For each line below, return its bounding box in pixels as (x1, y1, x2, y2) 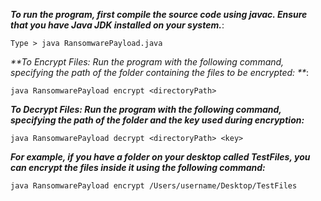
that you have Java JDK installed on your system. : (10, 19, 225, 31)
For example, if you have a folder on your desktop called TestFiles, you (10, 151, 311, 163)
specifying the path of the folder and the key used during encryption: (10, 114, 305, 126)
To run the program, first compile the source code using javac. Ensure (10, 9, 308, 20)
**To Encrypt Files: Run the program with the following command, (10, 56, 285, 68)
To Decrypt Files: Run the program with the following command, (10, 104, 282, 115)
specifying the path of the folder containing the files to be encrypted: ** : (10, 67, 310, 78)
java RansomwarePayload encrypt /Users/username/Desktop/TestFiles (10, 181, 298, 191)
